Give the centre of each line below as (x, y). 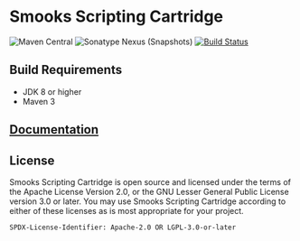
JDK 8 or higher (52, 91)
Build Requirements (66, 70)
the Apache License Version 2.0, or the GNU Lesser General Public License (149, 191)
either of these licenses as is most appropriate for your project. (127, 210)
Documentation (54, 130)
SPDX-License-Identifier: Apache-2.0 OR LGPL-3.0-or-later (123, 227)
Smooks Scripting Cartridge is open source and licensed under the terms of (150, 181)
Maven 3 (39, 101)
